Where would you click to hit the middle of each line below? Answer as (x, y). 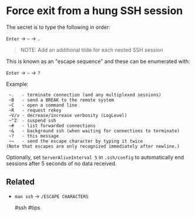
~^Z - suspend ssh (33, 121)
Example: (17, 84)
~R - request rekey (35, 110)
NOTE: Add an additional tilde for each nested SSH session (92, 50)
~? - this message (34, 136)
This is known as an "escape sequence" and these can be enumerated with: (98, 61)
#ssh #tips (27, 208)
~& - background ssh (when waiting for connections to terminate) (94, 131)
